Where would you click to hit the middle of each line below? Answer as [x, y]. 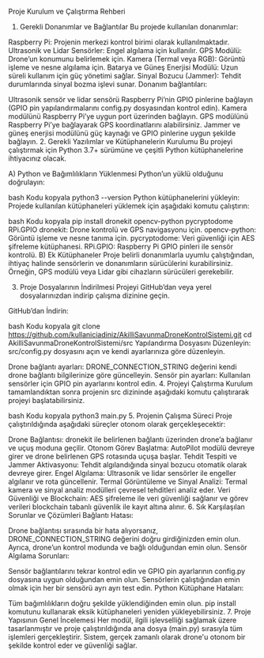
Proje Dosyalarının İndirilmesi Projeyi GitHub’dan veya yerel [115, 287]
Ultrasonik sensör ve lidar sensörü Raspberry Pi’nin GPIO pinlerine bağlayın [131, 99]
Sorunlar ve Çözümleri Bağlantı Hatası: [71, 515]
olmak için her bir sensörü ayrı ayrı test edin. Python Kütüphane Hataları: [126, 588]
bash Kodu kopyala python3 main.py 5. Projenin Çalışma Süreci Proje [121, 416]
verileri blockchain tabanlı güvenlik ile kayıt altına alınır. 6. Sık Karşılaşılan [126, 507]
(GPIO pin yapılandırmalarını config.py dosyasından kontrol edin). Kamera [128, 108]
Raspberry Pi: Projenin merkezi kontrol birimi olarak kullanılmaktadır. [119, 42]
